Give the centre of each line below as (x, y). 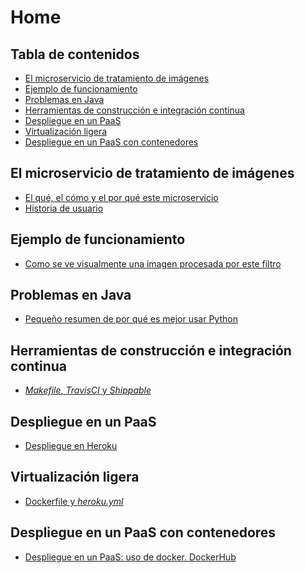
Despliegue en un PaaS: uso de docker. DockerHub (130, 557)
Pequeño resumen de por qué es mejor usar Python (131, 319)
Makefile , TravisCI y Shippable (88, 390)
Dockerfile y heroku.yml (74, 501)
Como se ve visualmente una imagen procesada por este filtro (153, 263)
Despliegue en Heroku (71, 446)
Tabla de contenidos (75, 54)
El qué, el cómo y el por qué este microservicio (121, 197)
